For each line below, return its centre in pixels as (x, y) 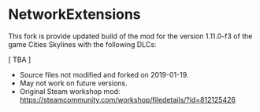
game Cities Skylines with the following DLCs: (82, 44)
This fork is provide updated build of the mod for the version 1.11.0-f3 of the (130, 36)
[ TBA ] (20, 60)
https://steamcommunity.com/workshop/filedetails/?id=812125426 (128, 99)
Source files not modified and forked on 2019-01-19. (104, 74)
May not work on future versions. (73, 83)
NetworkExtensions (74, 14)
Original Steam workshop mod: (70, 91)
